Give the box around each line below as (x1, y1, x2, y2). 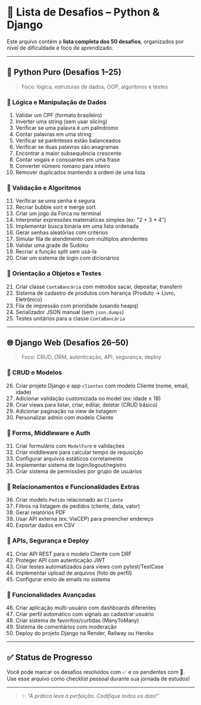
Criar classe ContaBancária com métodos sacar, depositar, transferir (15, 283, 183, 290)
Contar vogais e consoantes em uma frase (15, 156, 120, 163)
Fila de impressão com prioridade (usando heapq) (15, 302, 139, 309)
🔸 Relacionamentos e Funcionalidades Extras (7, 483, 140, 491)
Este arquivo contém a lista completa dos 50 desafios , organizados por (7, 38, 184, 45)
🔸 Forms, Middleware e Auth (7, 429, 91, 437)
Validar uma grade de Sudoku (15, 242, 89, 249)
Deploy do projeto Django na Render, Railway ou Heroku (15, 629, 154, 636)
